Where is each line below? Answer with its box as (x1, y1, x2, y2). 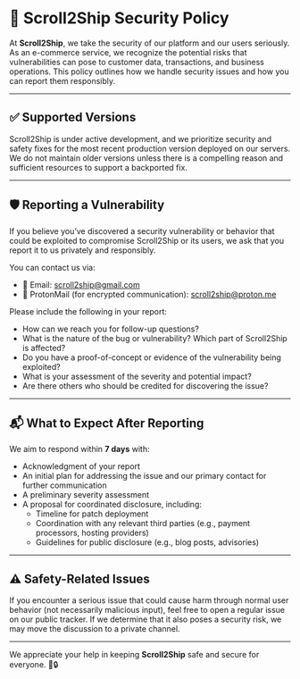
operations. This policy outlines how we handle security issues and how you (9, 66, 289, 77)
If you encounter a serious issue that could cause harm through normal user (9, 595, 289, 606)
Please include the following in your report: (9, 306, 168, 316)
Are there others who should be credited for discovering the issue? (21, 380, 269, 391)
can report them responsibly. (9, 75, 116, 86)
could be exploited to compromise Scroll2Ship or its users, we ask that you (9, 235, 284, 246)
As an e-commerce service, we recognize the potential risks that (9, 46, 247, 57)
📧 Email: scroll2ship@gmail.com (21, 279, 140, 289)
